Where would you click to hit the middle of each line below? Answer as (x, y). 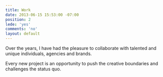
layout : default (23, 34)
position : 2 (18, 19)
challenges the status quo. (33, 69)
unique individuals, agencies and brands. (49, 54)
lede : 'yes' (18, 24)
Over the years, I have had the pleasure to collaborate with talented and (81, 48)
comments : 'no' (22, 29)
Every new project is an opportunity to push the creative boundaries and (82, 63)
